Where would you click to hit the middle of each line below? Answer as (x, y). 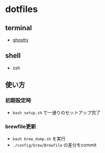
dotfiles (22, 9)
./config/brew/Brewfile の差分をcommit (55, 145)
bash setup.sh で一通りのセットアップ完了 (56, 112)
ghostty (20, 40)
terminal (19, 28)
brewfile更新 (21, 127)
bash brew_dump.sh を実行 (39, 138)
